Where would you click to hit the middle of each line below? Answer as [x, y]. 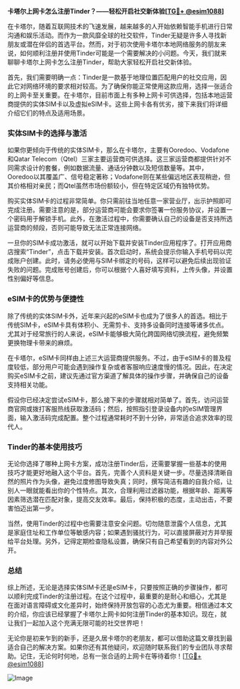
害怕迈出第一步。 [32, 508]
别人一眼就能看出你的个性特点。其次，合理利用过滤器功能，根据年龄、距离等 [120, 490]
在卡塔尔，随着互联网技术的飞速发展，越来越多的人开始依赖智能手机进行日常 [120, 26]
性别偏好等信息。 [32, 278]
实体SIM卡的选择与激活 [47, 133]
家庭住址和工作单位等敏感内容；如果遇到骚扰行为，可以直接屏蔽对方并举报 [123, 532]
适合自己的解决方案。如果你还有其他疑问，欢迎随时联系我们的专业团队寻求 [117, 647]
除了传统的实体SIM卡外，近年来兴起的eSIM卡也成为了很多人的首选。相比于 [117, 316]
